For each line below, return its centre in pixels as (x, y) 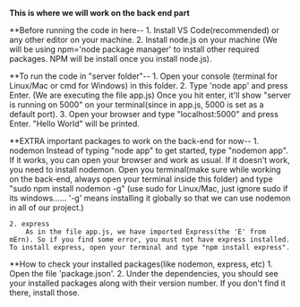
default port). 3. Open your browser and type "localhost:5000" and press (144, 114)
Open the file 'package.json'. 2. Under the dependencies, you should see (144, 273)
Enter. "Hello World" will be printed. (75, 124)
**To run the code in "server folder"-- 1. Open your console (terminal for (144, 76)
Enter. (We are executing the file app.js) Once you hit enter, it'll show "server (150, 95)
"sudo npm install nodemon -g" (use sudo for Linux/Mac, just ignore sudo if (149, 188)
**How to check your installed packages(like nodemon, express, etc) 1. (141, 264)
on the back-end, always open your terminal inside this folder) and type (141, 179)
